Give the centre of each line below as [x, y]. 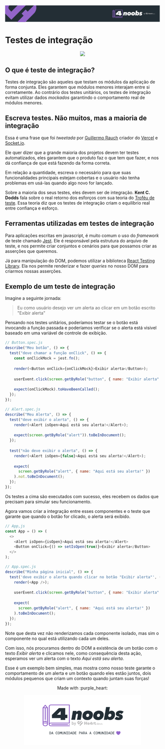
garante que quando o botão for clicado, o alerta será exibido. [68, 516]
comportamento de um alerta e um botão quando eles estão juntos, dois [78, 673]
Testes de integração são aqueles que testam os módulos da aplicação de [80, 82]
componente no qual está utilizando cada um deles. [57, 638]
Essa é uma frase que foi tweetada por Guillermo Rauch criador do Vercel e [82, 138]
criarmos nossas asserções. [34, 271]
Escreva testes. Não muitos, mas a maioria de [76, 118]
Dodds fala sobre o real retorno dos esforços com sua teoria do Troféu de [80, 198]
